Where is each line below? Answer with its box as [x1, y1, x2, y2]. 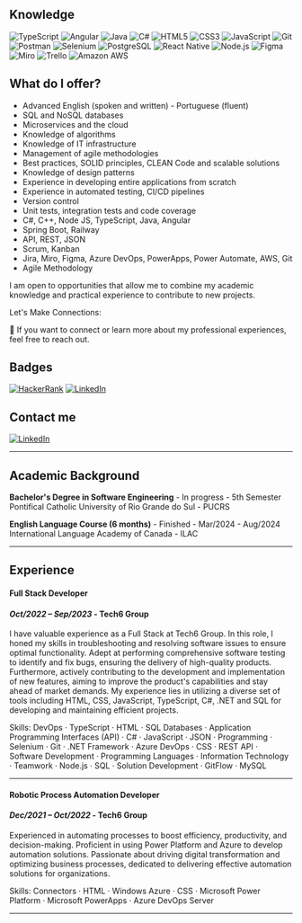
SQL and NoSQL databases [22, 110, 124, 120]
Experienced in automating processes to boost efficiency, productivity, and [9, 830, 288, 841]
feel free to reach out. [9, 333, 90, 344]
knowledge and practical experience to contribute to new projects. [9, 289, 256, 300]
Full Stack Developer [9, 588, 88, 599]
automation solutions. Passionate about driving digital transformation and [9, 849, 280, 860]
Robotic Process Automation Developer [9, 789, 160, 800]
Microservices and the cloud [22, 119, 129, 129]
